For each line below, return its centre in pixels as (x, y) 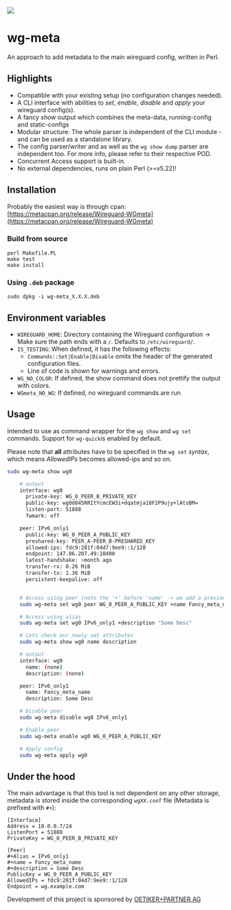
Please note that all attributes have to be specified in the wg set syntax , (108, 451)
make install (26, 265)
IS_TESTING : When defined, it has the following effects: (94, 349)
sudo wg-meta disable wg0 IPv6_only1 (74, 718)
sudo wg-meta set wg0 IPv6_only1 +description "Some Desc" (106, 623)
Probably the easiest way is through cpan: (67, 206)
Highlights (30, 79)
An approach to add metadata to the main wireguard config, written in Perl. (113, 57)
